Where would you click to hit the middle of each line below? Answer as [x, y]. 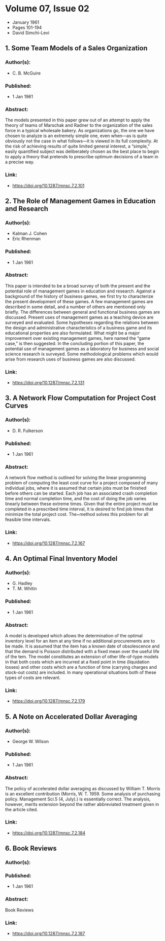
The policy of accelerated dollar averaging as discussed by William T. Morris [83, 788]
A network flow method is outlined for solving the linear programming [76, 478]
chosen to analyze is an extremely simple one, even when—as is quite [76, 136]
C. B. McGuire [26, 73]
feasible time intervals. [28, 520]
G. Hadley [22, 583]
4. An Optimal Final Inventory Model [61, 559]
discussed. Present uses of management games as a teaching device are [79, 317]
